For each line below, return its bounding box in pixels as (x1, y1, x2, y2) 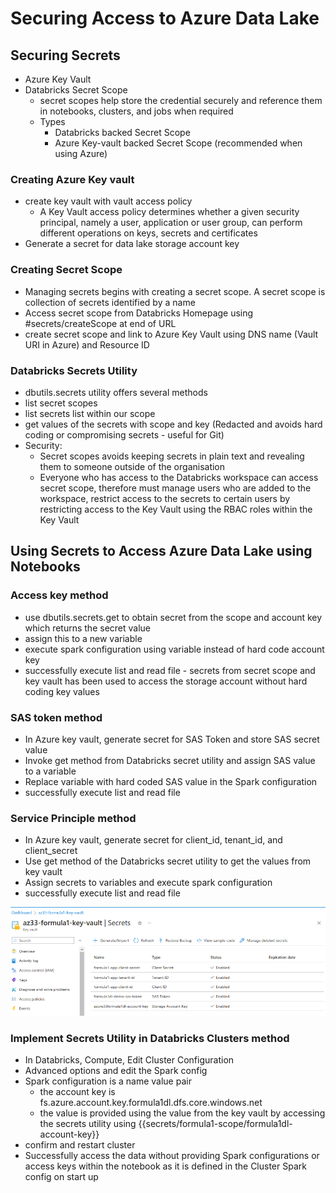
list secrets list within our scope (24, 407, 156, 419)
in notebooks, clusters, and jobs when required (39, 105, 234, 117)
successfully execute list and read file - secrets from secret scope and (24, 664, 316, 676)
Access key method (10, 588, 109, 602)
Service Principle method (10, 811, 137, 825)
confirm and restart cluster (24, 1139, 136, 1151)
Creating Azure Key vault (10, 172, 135, 186)
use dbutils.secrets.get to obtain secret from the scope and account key (24, 611, 323, 623)
